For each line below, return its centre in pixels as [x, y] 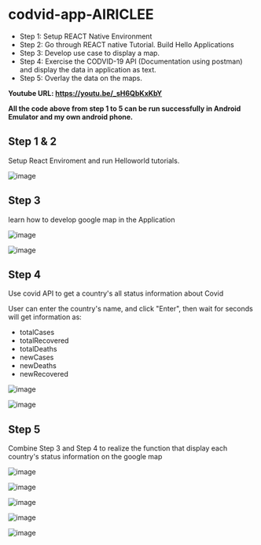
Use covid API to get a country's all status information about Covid [116, 293]
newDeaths [38, 366]
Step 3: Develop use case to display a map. [89, 53]
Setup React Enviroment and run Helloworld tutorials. [94, 160]
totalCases [37, 333]
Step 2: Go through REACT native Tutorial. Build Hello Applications [127, 44]
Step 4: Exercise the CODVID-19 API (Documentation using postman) [131, 61]
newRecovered [44, 374]
